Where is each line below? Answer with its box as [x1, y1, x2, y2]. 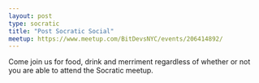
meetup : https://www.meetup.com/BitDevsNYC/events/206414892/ [8, 34, 223, 43]
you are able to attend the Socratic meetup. [8, 66, 154, 76]
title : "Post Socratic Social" [8, 27, 114, 35]
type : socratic [8, 20, 60, 28]
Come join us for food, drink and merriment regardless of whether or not [8, 57, 251, 67]
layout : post [8, 11, 53, 20]
